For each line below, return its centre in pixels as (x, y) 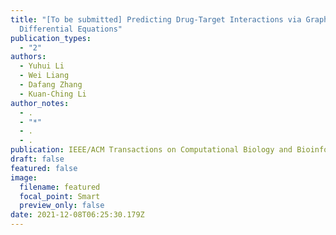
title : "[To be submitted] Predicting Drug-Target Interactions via (156, 19)
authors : (28, 57)
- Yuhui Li (42, 66)
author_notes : (40, 103)
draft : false (37, 159)
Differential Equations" (71, 29)
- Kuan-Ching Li (53, 94)
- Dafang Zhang (51, 85)
